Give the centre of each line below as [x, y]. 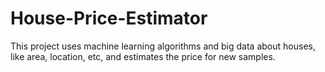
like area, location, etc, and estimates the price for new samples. [143, 56]
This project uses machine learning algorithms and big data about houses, [163, 46]
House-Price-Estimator [109, 18]
